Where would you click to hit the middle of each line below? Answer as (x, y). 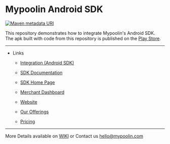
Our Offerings (34, 112)
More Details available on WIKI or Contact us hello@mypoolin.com (74, 136)
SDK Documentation (41, 72)
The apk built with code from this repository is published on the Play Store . (83, 38)
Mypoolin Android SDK (54, 9)
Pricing (28, 121)
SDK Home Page (37, 82)
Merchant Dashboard (42, 92)
